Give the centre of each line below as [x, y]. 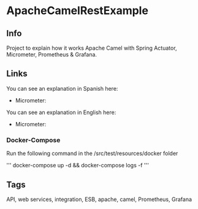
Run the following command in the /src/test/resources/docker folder [92, 153]
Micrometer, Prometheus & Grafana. [51, 55]
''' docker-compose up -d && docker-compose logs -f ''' [78, 165]
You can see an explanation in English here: [61, 112]
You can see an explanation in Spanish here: [62, 88]
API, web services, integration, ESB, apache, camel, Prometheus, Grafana [99, 199]
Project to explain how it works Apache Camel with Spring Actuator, [92, 48]
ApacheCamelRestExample [78, 11]
